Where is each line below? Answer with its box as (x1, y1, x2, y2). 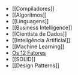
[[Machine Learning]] (11, 43, 65, 50)
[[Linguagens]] (11, 18, 49, 24)
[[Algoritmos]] (11, 11, 47, 18)
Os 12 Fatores (11, 49, 46, 56)
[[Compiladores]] (11, 5, 55, 12)
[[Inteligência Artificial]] (11, 37, 71, 43)
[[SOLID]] (11, 56, 36, 62)
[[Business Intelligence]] (11, 24, 73, 31)
